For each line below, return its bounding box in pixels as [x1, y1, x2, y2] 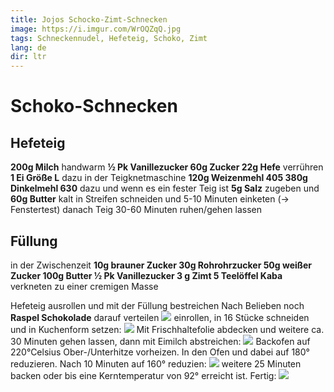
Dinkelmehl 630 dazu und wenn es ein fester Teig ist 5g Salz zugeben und [10, 182, 320, 195]
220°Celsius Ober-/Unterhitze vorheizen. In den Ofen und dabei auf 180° [10, 346, 310, 358]
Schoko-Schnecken [10, 95, 178, 118]
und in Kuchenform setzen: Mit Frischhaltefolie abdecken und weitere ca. [10, 323, 325, 335]
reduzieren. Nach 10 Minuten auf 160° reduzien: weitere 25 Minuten [10, 357, 302, 370]
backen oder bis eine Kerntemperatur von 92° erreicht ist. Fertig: [10, 369, 277, 381]
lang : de [10, 42, 47, 53]
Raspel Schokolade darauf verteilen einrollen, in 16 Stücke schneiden [10, 311, 310, 323]
